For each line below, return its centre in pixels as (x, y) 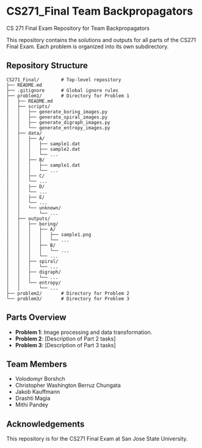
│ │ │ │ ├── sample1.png (49, 234)
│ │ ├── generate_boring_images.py (57, 112)
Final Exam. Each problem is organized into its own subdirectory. (88, 46)
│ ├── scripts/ (28, 106)
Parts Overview (36, 318)
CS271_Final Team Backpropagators (100, 11)
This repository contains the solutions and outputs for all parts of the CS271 (101, 40)
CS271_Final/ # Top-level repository (64, 80)
